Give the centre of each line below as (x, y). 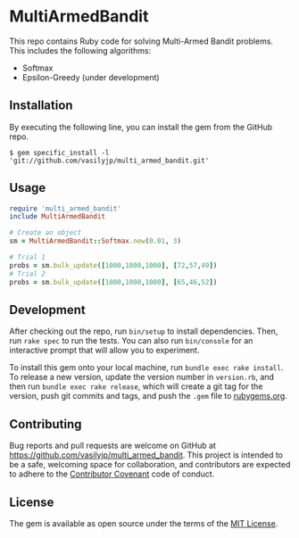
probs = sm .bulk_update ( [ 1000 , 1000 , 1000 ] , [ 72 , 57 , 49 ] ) (113, 265)
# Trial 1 (28, 257)
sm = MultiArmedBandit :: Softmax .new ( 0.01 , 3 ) (95, 241)
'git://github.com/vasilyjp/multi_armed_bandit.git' (109, 161)
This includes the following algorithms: (80, 50)
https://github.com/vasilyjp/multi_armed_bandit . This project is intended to (146, 455)
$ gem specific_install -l (59, 153)
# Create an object (46, 233)
